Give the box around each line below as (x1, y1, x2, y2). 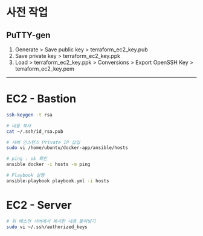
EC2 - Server (6, 199, 72, 212)
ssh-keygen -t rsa (6, 112, 53, 118)
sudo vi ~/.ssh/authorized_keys (6, 224, 88, 230)
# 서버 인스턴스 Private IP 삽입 (6, 139, 80, 145)
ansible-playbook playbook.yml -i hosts (6, 177, 110, 184)
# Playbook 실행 (6, 173, 45, 179)
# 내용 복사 (6, 123, 31, 129)
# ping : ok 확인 (6, 156, 47, 162)
